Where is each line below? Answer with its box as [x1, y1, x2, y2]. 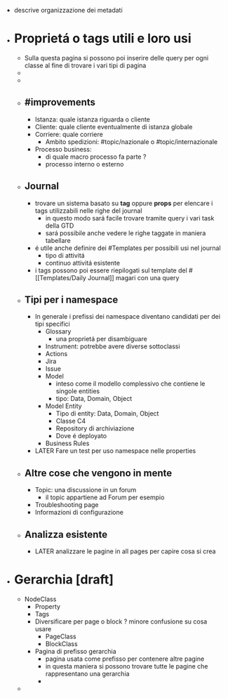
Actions [45, 350, 68, 358]
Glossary [45, 327, 72, 336]
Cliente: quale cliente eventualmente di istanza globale [34, 122, 193, 131]
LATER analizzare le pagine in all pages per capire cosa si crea [34, 547, 216, 555]
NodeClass [24, 595, 57, 603]
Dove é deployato [55, 432, 107, 440]
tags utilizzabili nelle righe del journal [34, 206, 142, 215]
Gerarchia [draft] [13, 572, 114, 588]
